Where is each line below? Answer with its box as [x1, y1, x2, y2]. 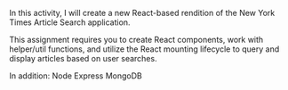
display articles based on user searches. [9, 53, 157, 63]
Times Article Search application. [9, 17, 131, 28]
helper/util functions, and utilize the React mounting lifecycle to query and [9, 44, 280, 54]
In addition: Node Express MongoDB [9, 70, 142, 81]
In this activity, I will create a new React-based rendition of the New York [9, 8, 276, 18]
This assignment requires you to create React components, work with [9, 35, 264, 45]
